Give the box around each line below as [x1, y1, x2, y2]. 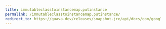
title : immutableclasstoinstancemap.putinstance [5, 7, 107, 12]
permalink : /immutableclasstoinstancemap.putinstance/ [5, 12, 121, 17]
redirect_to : [5, 16, 32, 21]
